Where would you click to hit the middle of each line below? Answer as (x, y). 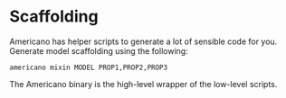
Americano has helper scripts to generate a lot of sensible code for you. (143, 41)
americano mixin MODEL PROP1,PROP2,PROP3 (89, 67)
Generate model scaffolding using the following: (99, 50)
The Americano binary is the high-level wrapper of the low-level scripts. (143, 84)
